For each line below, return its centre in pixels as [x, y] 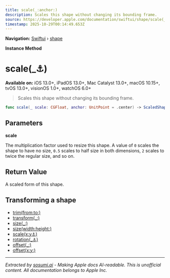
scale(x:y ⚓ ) [25, 234]
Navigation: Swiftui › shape [34, 39]
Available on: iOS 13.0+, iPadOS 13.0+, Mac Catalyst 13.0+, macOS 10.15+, [83, 83]
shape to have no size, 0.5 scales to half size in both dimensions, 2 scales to [85, 151]
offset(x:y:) [24, 250]
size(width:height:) [32, 228]
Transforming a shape [41, 200]
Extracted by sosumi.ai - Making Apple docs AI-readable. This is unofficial [83, 265]
